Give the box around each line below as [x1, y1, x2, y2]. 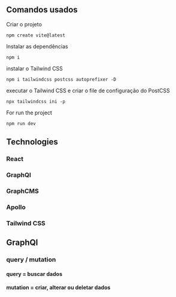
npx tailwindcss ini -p [6, 98, 66, 104]
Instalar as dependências [6, 43, 68, 50]
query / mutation [6, 256, 56, 264]
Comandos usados [6, 5, 78, 15]
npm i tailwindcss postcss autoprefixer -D [6, 76, 117, 83]
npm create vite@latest [6, 32, 66, 38]
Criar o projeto [6, 20, 42, 28]
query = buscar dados [6, 270, 63, 277]
